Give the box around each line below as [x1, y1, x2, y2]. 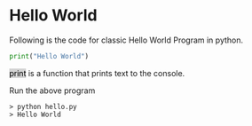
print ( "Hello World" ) [9, 51, 90, 60]
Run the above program [9, 85, 96, 96]
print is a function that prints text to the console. [9, 67, 185, 78]
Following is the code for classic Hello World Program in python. [9, 35, 244, 45]
